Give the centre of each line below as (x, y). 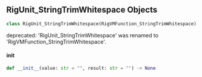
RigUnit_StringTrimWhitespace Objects (82, 10)
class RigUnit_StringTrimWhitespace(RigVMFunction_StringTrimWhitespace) (102, 23)
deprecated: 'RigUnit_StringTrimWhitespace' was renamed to (82, 35)
